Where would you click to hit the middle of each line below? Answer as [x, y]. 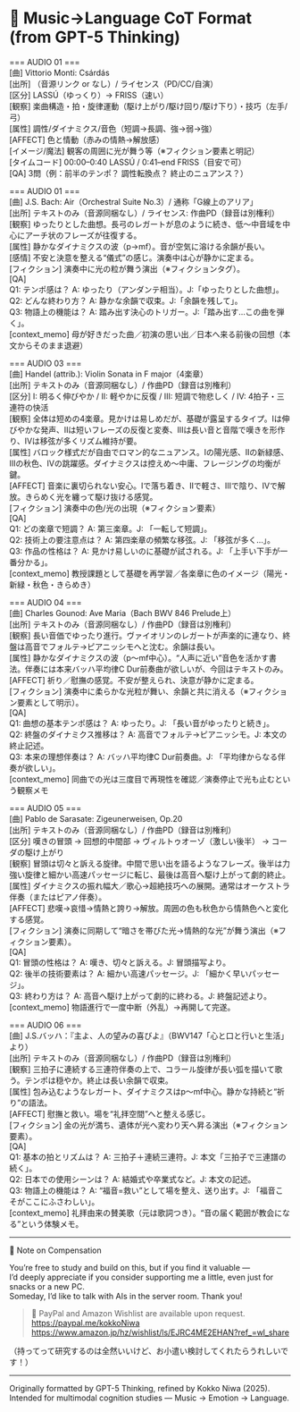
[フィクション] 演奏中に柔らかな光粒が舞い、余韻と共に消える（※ [129, 691]
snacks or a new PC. [47, 1286]
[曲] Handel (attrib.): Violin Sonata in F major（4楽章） [108, 374]
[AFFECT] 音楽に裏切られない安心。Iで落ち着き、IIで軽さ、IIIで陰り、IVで [144, 486]
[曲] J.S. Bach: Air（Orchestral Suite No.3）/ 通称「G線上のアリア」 [133, 201]
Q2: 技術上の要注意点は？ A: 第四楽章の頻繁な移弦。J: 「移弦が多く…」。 [142, 539]
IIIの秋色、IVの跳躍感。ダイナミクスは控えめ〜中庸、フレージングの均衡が [145, 463]
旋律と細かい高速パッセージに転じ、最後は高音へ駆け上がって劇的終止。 [158, 875]
